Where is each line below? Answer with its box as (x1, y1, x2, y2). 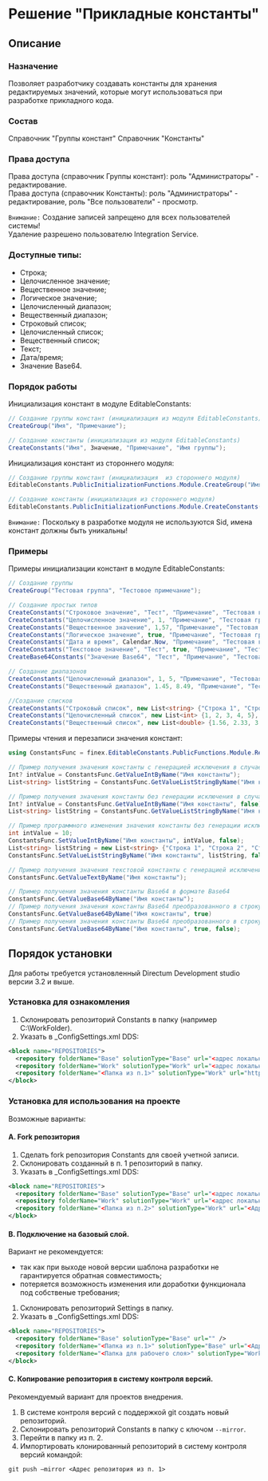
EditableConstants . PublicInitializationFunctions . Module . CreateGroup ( (8, 481, 248, 489)
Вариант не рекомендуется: (8, 1247, 104, 1257)
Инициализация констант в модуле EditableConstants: (8, 399, 191, 409)
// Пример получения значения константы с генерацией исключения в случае (8, 763, 262, 771)
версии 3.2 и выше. (8, 976, 75, 986)
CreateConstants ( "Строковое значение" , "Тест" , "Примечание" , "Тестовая (8, 608, 255, 616)
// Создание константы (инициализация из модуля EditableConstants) (8, 436, 241, 444)
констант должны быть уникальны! (8, 526, 128, 536)
